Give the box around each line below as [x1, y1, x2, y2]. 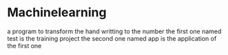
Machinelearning [7, 5, 107, 20]
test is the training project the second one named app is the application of [7, 34, 217, 42]
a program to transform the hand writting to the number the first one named [7, 27, 222, 35]
